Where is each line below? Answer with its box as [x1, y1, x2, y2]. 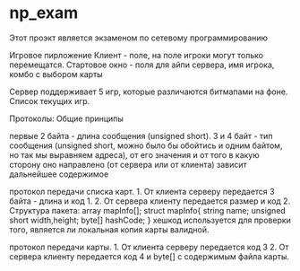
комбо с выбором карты [9, 68, 103, 79]
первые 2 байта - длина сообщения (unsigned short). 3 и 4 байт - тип [9, 130, 273, 141]
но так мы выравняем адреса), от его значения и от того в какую [9, 149, 260, 160]
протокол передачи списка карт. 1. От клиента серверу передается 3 [9, 186, 275, 197]
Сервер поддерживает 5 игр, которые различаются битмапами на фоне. [9, 86, 288, 97]
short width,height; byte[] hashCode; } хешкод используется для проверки [9, 214, 291, 225]
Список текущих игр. [9, 95, 90, 106]
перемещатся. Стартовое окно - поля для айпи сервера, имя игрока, [9, 59, 275, 70]
